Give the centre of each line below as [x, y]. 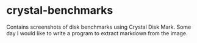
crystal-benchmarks [60, 10]
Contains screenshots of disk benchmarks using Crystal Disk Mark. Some [99, 27]
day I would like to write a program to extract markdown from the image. [97, 33]
